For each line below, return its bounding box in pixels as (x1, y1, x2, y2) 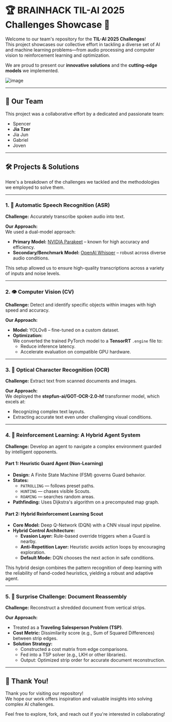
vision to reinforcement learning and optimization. (5, 52, 110, 58)
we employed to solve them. (5, 184, 65, 190)
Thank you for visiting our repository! (5, 690, 83, 696)
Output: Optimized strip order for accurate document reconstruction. (20, 657, 165, 663)
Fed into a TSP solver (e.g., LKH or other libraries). (20, 651, 127, 658)
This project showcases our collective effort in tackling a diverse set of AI (5, 41, 160, 47)
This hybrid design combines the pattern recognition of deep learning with (5, 564, 162, 571)
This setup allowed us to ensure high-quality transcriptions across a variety (5, 265, 165, 271)
